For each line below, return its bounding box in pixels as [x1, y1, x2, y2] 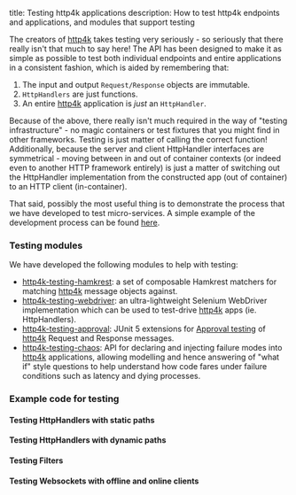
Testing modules [9, 239, 83, 251]
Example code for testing [9, 393, 120, 406]
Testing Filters [9, 455, 64, 466]
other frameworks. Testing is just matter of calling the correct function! [9, 135, 268, 144]
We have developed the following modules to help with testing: [9, 259, 238, 270]
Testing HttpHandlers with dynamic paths [9, 435, 167, 445]
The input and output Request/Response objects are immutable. [21, 80, 251, 89]
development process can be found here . [9, 217, 160, 228]
